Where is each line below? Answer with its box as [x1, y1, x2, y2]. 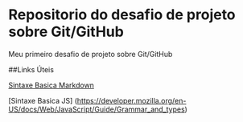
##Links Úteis [8, 64, 55, 74]
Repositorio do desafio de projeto [8, 6, 236, 24]
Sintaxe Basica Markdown [8, 80, 95, 90]
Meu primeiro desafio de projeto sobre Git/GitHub [8, 49, 173, 59]
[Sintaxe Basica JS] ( [8, 96, 78, 105]
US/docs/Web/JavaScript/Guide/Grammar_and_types [8, 104, 185, 114]
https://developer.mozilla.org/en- [76, 96, 187, 105]
